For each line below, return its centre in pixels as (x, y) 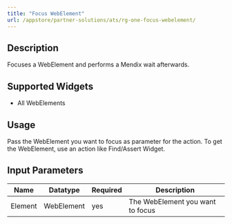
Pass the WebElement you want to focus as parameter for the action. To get (115, 141)
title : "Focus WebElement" (46, 13)
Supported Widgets (50, 86)
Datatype (65, 189)
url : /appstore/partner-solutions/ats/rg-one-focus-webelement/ (101, 20)
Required (107, 189)
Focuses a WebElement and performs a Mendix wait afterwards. (98, 65)
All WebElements (41, 103)
